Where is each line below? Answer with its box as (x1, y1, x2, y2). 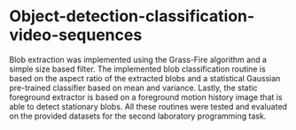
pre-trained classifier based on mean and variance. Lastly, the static (9, 82, 259, 93)
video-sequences (9, 25, 143, 45)
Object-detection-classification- (9, 6, 255, 27)
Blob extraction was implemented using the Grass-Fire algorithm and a (9, 54, 268, 65)
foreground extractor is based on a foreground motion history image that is (9, 91, 283, 103)
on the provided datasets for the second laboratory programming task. (9, 111, 267, 121)
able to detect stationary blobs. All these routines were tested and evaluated (9, 101, 288, 111)
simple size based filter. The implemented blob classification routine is (9, 64, 266, 74)
